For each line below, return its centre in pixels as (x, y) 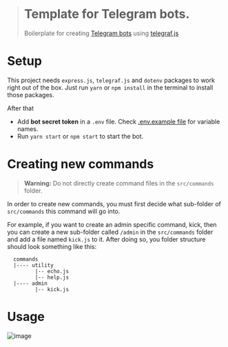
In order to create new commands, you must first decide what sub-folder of (114, 204)
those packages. (31, 95)
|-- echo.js (52, 271)
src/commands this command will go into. (64, 211)
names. (28, 129)
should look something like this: (52, 246)
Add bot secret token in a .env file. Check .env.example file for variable (118, 121)
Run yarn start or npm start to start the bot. (80, 136)
